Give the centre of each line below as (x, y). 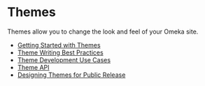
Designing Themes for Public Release (71, 75)
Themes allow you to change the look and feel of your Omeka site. (103, 31)
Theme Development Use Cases (64, 59)
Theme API (33, 67)
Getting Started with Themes (59, 45)
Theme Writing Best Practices (60, 52)
